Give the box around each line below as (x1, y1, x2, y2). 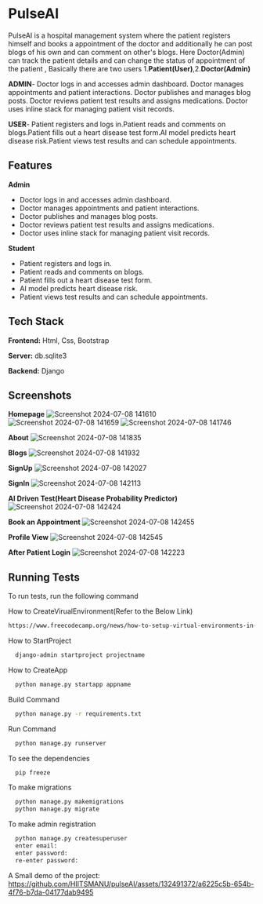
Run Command (8, 724, 56, 734)
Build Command (8, 694, 60, 704)
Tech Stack (8, 315, 64, 328)
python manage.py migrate (15, 805, 100, 813)
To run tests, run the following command (8, 592, 139, 601)
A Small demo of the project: (8, 870, 100, 880)
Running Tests (8, 570, 80, 584)
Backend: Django (8, 366, 65, 375)
